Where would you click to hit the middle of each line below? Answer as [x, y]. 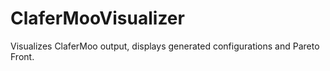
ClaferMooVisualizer [97, 18]
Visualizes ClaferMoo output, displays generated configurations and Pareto [165, 46]
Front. [22, 56]
